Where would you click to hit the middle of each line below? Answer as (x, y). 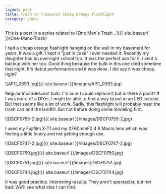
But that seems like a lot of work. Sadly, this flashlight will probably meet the (83, 104)
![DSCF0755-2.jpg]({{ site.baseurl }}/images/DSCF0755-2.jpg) (69, 119)
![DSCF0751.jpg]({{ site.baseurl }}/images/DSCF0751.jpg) (63, 163)
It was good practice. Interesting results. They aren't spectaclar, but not (78, 182)
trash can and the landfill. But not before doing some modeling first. (74, 109)
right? (11, 74)
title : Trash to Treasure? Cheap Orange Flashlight (59, 14)
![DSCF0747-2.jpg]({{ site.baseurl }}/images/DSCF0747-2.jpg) (69, 143)
